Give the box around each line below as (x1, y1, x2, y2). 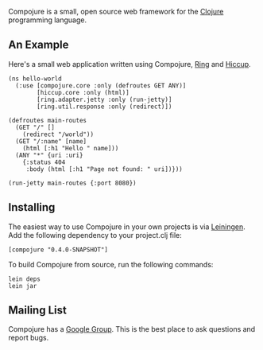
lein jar (8, 282, 37, 290)
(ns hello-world (8, 75, 62, 83)
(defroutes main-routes (8, 116, 87, 124)
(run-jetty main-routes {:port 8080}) (8, 179, 137, 187)
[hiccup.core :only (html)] (37, 88, 130, 96)
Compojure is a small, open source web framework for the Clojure (8, 7, 224, 16)
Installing (8, 200, 56, 214)
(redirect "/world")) (22, 130, 94, 138)
